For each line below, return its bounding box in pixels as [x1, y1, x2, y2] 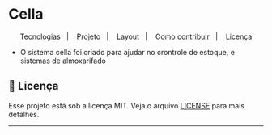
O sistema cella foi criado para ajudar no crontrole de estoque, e [19, 47, 235, 57]
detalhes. [8, 109, 40, 119]
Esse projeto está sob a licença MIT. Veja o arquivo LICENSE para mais [8, 100, 245, 110]
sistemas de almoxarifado [19, 56, 107, 65]
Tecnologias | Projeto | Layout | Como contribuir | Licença [19, 32, 253, 41]
